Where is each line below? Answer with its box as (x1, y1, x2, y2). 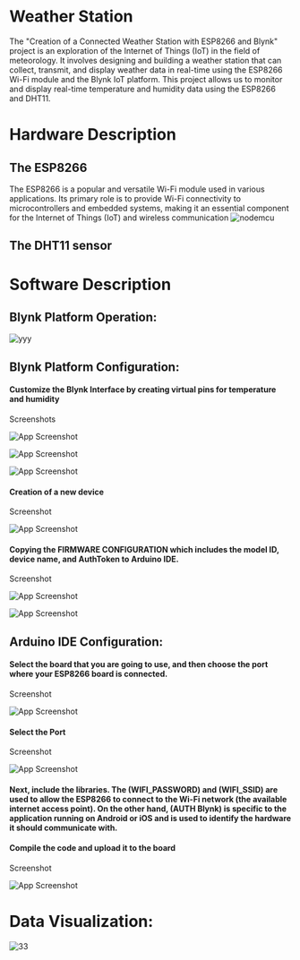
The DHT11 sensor (9, 238, 113, 253)
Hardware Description (9, 124, 176, 145)
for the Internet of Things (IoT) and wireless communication (9, 212, 229, 223)
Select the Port (9, 726, 66, 737)
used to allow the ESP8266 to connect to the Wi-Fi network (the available (9, 793, 287, 804)
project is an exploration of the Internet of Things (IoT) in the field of (9, 45, 261, 56)
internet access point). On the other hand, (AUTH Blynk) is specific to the (9, 803, 287, 814)
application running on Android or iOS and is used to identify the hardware (9, 812, 292, 823)
